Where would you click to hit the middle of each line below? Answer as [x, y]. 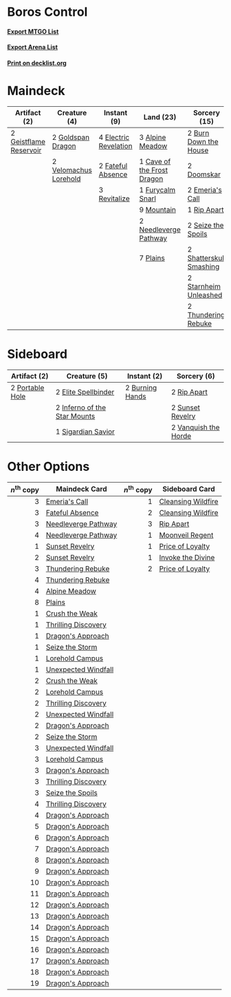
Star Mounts [75, 416]
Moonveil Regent [186, 535]
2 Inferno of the [81, 407]
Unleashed [205, 295]
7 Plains [152, 258]
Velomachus [72, 170]
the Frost [154, 170]
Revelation [115, 145]
